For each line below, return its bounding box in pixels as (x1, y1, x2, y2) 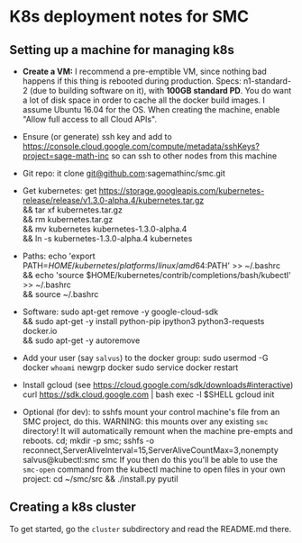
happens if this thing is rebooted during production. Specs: (22, 76, 242, 86)
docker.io (22, 326, 58, 336)
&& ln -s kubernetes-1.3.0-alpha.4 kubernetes (22, 233, 193, 244)
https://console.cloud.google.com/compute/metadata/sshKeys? (22, 141, 260, 151)
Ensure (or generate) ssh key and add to (22, 131, 173, 141)
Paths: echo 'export (22, 250, 96, 261)
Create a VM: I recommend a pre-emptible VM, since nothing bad (22, 66, 268, 77)
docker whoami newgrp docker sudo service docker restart (22, 362, 239, 373)
